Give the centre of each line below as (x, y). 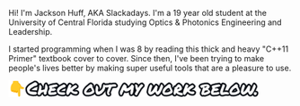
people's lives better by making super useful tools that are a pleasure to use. (150, 68)
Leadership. (31, 32)
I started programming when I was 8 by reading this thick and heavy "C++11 (149, 49)
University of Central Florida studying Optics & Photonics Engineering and (145, 22)
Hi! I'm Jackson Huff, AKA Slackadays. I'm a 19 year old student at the (137, 13)
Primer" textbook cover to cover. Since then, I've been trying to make (137, 58)
